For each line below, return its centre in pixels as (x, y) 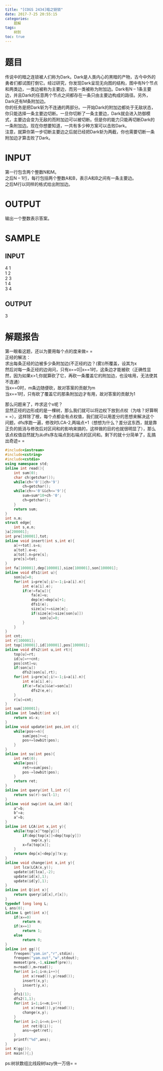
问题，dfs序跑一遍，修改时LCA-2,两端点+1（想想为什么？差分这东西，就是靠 (81, 423)
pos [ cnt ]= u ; (26, 663)
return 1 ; (32, 931)
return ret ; (26, 781)
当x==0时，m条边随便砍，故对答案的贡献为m (50, 388)
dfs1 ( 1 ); (23, 994)
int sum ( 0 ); (26, 473)
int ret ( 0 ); (26, 758)
